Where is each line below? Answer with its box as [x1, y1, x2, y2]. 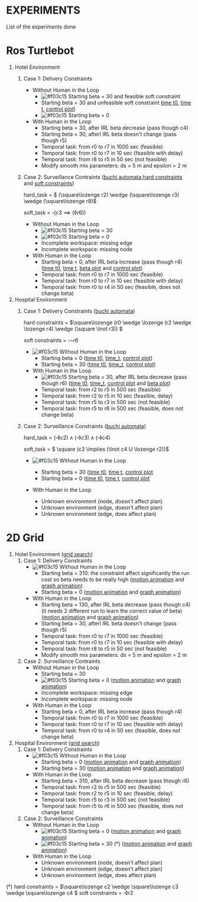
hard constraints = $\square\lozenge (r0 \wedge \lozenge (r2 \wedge [23, 319, 191, 326]
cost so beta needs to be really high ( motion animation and [41, 576, 184, 583]
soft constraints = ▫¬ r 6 [23, 336, 79, 344]
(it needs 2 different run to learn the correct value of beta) [41, 607, 183, 614]
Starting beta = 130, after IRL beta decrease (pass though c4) [41, 601, 191, 608]
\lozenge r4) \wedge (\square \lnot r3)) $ [23, 325, 123, 332]
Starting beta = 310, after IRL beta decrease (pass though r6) [41, 777, 190, 784]
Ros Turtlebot [6, 44, 74, 57]
